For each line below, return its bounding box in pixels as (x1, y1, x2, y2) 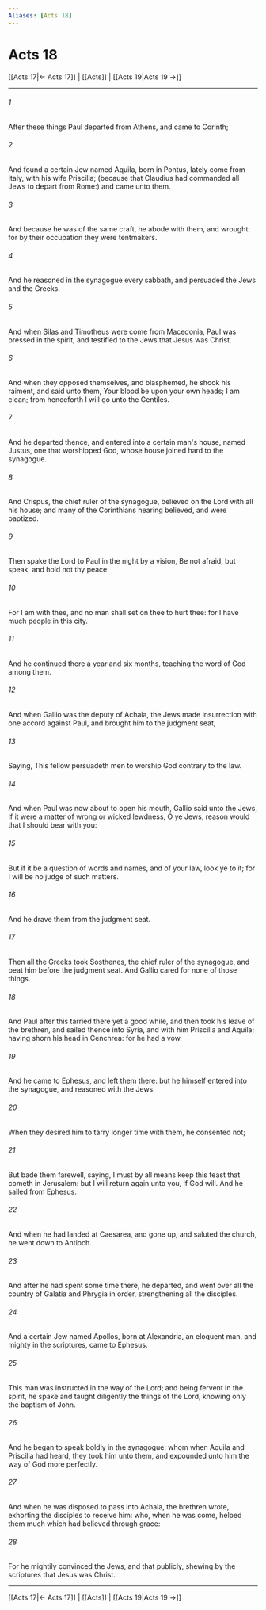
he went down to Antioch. (8, 1238, 93, 1248)
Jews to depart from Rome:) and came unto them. (8, 182, 171, 191)
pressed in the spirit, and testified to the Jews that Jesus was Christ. (8, 335, 232, 345)
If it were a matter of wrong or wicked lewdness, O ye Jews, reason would (8, 812, 250, 821)
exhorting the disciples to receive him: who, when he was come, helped (8, 1511, 242, 1520)
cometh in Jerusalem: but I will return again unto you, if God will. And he (8, 1178, 244, 1187)
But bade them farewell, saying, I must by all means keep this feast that (8, 1170, 241, 1180)
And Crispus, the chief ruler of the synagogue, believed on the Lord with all (8, 497, 253, 507)
